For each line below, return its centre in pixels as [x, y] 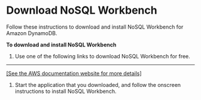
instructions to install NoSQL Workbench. [66, 91]
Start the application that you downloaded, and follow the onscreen [98, 85]
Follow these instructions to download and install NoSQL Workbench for [95, 27]
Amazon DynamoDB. [32, 33]
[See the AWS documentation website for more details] [74, 73]
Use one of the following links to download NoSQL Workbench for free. [102, 56]
